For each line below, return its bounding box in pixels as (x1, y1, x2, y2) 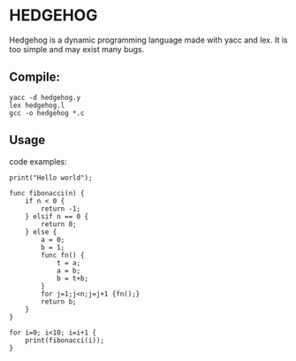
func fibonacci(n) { (9, 188, 86, 197)
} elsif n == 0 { (25, 211, 89, 221)
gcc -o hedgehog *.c (9, 108, 86, 118)
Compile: (9, 70, 60, 85)
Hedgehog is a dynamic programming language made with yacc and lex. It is (9, 35, 288, 45)
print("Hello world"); (9, 173, 93, 182)
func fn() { (41, 250, 86, 259)
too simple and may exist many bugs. (9, 43, 145, 54)
